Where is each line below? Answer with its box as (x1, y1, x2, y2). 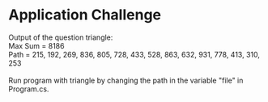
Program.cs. (8, 83, 49, 94)
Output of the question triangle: (8, 32, 113, 42)
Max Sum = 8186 (8, 40, 65, 50)
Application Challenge (8, 6, 162, 24)
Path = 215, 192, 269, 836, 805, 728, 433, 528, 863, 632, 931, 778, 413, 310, (8, 49, 261, 59)
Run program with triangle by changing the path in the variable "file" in (8, 75, 244, 85)
